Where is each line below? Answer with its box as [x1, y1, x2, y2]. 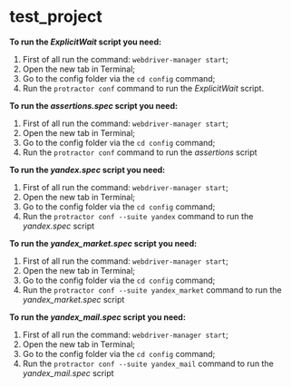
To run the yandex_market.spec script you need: [9, 237, 198, 248]
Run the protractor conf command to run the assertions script [22, 147, 257, 158]
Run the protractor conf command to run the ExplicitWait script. [22, 82, 265, 93]
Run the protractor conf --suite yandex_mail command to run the [22, 358, 274, 369]
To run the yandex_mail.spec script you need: [9, 311, 186, 323]
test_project [9, 6, 102, 27]
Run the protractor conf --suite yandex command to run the [22, 210, 254, 221]
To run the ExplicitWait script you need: [9, 36, 161, 47]
